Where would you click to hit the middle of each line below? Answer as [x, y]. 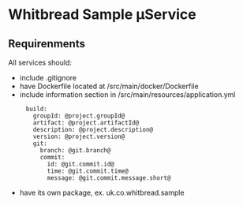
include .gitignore [48, 78]
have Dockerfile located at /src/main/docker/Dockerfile [109, 86]
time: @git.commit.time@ [88, 171]
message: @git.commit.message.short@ [109, 178]
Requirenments [47, 44]
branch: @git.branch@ [75, 151]
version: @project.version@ [79, 136]
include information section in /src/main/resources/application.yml [127, 95]
